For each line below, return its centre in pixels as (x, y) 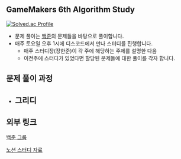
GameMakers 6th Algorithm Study (70, 10)
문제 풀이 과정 (30, 79)
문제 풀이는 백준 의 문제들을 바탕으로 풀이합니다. (69, 36)
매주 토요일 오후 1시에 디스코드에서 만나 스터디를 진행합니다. (83, 43)
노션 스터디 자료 (25, 150)
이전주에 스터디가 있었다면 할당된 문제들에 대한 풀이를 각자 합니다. (99, 58)
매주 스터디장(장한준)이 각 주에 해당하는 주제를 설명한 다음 (90, 51)
